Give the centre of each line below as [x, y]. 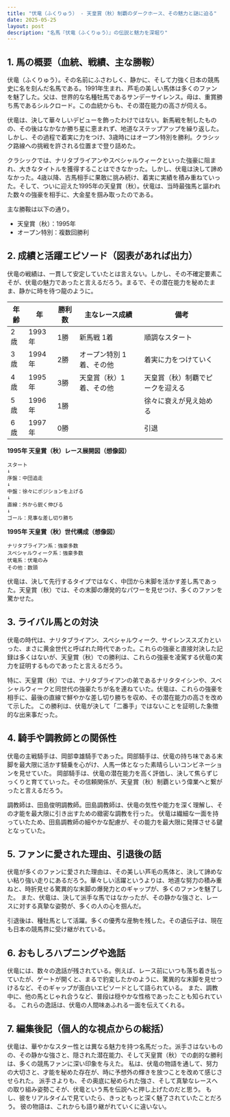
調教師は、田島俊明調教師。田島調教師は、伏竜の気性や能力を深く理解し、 [112, 805]
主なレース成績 [108, 315]
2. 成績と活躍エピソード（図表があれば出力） [102, 256]
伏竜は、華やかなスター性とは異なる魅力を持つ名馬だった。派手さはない [109, 1046]
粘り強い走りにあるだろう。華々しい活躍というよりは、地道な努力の [108, 881]
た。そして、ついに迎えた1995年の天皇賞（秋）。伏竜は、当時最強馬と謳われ [114, 186]
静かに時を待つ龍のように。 [58, 291]
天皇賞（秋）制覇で [175, 378]
